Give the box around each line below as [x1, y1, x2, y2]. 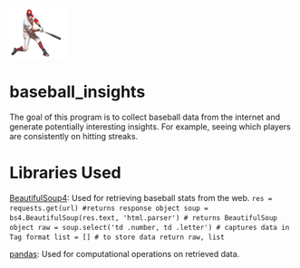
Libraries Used [9, 163, 121, 183]
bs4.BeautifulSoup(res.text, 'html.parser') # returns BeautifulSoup [9, 213, 278, 223]
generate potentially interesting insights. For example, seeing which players [9, 120, 292, 132]
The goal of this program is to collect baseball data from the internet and [9, 111, 281, 122]
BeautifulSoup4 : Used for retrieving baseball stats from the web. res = [9, 192, 273, 203]
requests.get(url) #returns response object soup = [9, 204, 208, 213]
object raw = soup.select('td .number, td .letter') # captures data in [9, 223, 290, 232]
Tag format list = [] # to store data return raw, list [9, 233, 225, 242]
